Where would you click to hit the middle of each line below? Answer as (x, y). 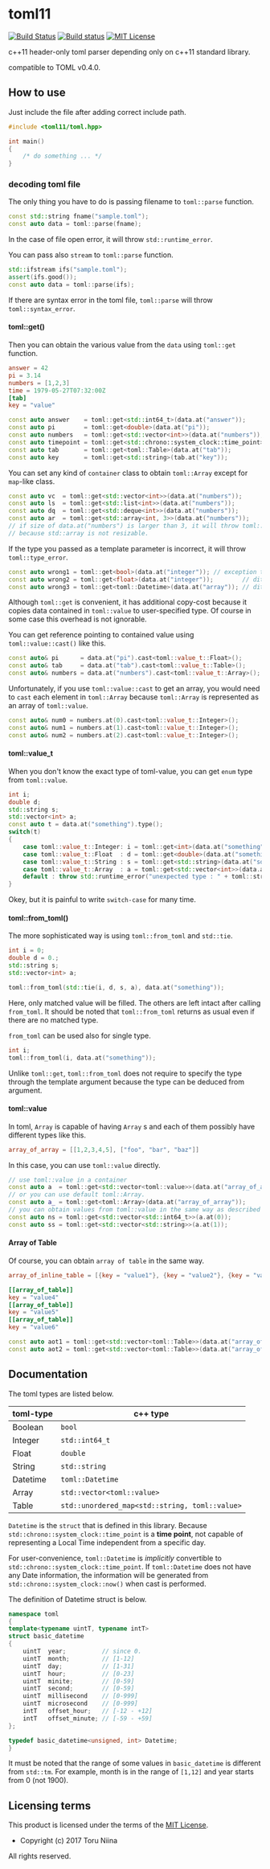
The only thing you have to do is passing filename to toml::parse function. (131, 202)
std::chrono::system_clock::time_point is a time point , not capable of (126, 1534)
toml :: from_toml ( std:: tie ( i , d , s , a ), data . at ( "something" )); (117, 987)
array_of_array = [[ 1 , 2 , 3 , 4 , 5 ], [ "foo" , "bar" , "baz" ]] (104, 1150)
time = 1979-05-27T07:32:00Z (57, 391)
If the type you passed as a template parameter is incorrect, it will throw (127, 548)
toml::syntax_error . (42, 308)
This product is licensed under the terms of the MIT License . (108, 1825)
